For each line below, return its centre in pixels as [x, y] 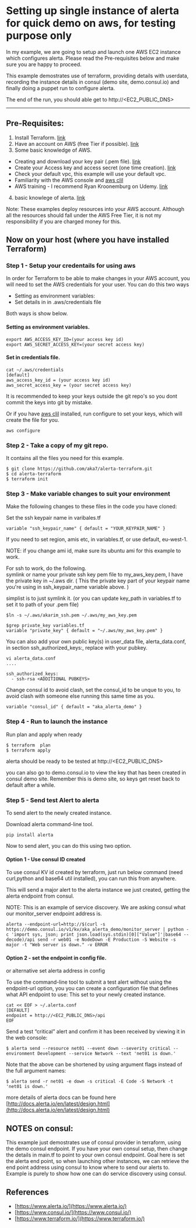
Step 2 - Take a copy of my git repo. [57, 445]
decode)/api [20, 940]
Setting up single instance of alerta [93, 11]
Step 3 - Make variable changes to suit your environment [88, 494]
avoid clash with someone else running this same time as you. [80, 696]
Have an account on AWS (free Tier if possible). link [76, 144]
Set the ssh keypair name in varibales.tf [53, 518]
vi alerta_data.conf [31, 659]
